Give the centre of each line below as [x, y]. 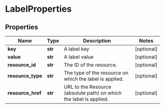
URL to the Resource [87, 87]
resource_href [25, 93]
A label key [76, 49]
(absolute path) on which [93, 93]
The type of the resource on [96, 73]
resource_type [25, 76]
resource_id [22, 65]
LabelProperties [39, 9]
